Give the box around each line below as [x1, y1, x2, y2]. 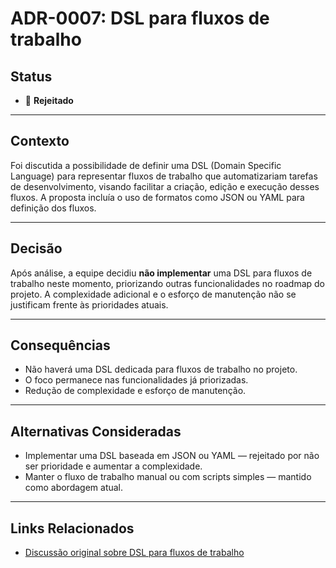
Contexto [10, 133, 70, 150]
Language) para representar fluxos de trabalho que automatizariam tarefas [10, 170, 318, 182]
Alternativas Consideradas [10, 423, 182, 440]
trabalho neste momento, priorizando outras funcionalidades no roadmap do [10, 277, 325, 289]
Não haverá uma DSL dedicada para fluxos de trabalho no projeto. [24, 363, 298, 376]
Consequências [10, 337, 111, 354]
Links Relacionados [10, 520, 135, 537]
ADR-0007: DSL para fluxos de [10, 7, 270, 30]
